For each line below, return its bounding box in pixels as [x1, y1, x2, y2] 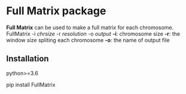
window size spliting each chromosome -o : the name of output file [6, 36, 170, 43]
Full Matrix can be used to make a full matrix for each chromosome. [6, 24, 174, 31]
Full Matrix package [6, 4, 106, 18]
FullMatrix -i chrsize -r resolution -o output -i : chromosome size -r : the [6, 30, 181, 37]
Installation [6, 54, 49, 64]
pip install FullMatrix [6, 81, 56, 88]
